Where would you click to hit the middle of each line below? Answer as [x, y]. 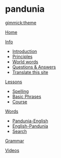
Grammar [15, 141]
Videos [12, 150]
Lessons [14, 82]
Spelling [20, 91]
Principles [22, 56]
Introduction [25, 51]
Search [19, 131]
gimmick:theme [21, 23]
